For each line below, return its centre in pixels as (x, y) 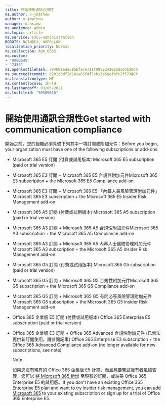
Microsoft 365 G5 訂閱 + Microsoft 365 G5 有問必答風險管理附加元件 (82, 296)
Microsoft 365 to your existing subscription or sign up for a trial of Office (86, 393)
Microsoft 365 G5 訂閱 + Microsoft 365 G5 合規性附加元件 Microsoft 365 (85, 281)
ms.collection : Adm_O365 (31, 51)
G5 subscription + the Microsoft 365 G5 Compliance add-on (73, 286)
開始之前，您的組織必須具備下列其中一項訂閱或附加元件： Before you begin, (82, 144)
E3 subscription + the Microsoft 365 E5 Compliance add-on (73, 181)
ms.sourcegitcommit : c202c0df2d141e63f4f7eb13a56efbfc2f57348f (72, 74)
